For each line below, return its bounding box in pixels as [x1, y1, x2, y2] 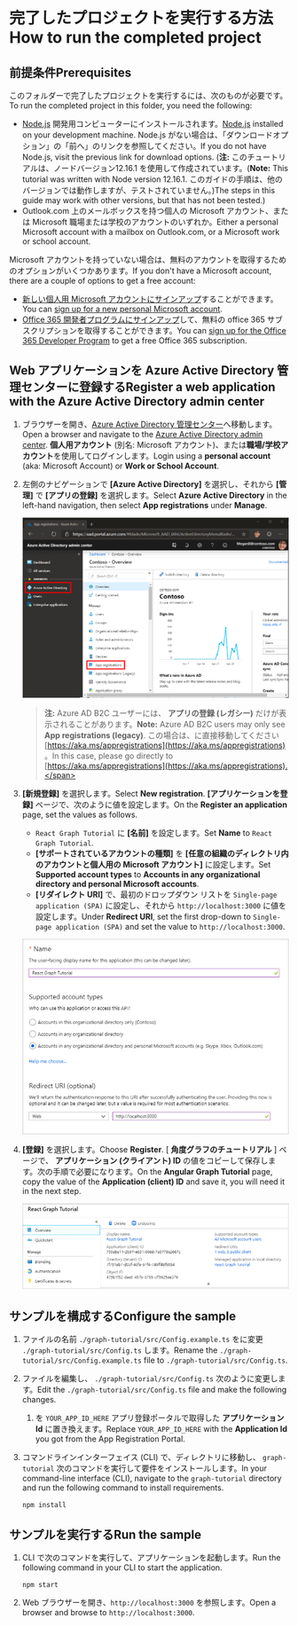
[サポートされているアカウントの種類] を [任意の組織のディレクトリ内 [35, 848, 289, 859]
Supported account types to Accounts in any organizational [35, 868, 261, 879]
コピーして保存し [206, 1155, 269, 1166]
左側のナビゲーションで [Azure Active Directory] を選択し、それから [21, 478, 275, 489]
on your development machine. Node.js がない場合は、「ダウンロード [21, 130, 273, 140]
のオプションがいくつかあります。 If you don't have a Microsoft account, [9, 265, 272, 276]
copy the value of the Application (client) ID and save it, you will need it [21, 1176, 286, 1187]
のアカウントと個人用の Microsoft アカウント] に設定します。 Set [35, 859, 271, 869]
